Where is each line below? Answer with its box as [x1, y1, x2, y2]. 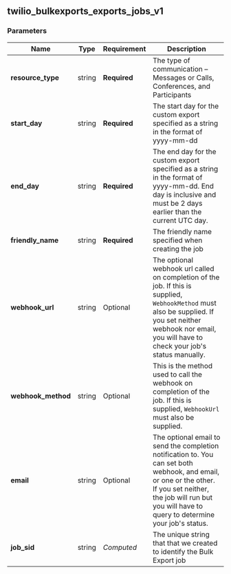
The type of [152, 55, 190, 65]
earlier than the [152, 206, 202, 216]
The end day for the [152, 147, 217, 156]
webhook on [152, 378, 193, 387]
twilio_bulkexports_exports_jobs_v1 [7, 6, 164, 17]
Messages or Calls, [152, 72, 214, 82]
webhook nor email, [152, 323, 217, 333]
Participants [152, 89, 192, 99]
